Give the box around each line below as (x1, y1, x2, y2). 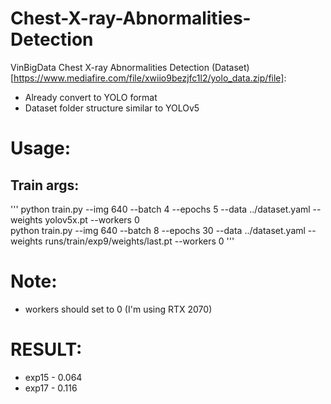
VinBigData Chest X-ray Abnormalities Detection (10, 61, 210, 73)
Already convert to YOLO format (24, 91, 158, 103)
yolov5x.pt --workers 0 (44, 213, 140, 226)
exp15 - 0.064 (24, 371, 83, 383)
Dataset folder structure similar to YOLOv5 (24, 102, 200, 114)
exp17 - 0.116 (24, 382, 78, 394)
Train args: (10, 177, 80, 194)
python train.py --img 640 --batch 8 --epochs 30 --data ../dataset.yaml (10, 224, 306, 236)
